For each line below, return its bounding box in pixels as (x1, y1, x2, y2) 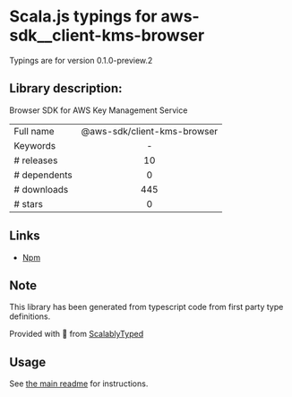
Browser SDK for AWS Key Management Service (9, 105, 188, 116)
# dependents (13, 168, 73, 181)
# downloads (13, 183, 69, 195)
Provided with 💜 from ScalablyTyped (9, 329, 144, 340)
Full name (13, 125, 56, 137)
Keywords (13, 139, 56, 151)
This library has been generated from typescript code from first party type (9, 302, 284, 313)
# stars (13, 197, 43, 210)
